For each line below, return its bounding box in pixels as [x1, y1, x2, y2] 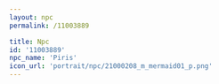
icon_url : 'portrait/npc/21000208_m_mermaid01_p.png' [9, 62, 214, 71]
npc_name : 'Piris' [9, 54, 77, 63]
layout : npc [9, 12, 53, 22]
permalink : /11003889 [9, 21, 90, 30]
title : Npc [9, 37, 50, 46]
